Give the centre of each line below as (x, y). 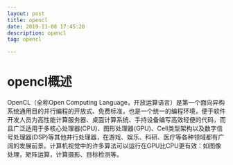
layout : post (26, 14)
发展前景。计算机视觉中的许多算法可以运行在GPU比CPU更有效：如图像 (120, 146)
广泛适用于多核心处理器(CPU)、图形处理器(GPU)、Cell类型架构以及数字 (115, 128)
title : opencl (28, 20)
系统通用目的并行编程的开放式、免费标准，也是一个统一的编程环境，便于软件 (116, 111)
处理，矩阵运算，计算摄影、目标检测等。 (65, 155)
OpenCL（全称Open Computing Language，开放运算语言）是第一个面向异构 (116, 103)
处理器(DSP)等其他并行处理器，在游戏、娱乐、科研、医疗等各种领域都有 (115, 137)
